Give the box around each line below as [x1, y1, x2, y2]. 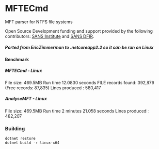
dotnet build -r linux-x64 [5, 140, 60, 145]
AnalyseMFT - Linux [5, 96, 47, 102]
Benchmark [5, 56, 29, 62]
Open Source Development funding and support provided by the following [5, 28, 153, 34]
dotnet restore [5, 136, 36, 141]
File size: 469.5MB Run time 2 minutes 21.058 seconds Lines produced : [5, 108, 149, 114]
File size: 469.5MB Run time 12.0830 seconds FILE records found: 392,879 [5, 80, 155, 85]
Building [5, 125, 25, 132]
